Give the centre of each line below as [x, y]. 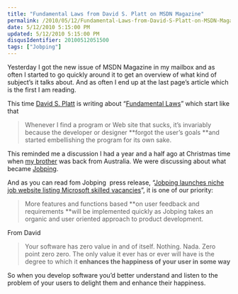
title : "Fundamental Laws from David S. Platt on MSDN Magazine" [106, 14]
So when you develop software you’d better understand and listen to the [113, 275]
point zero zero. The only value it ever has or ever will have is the [119, 254]
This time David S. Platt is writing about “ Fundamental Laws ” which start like [119, 103]
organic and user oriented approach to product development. [114, 219]
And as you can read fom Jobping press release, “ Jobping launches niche [116, 183]
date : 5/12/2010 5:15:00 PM [49, 27]
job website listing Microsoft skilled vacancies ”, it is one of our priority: [110, 190]
